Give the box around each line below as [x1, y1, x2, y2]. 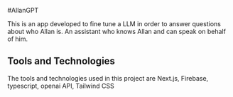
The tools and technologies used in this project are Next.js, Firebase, [7, 74, 209, 82]
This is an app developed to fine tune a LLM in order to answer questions [7, 20, 222, 28]
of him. [7, 35, 28, 43]
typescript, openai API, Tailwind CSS [7, 81, 115, 90]
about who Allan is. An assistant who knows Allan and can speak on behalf [7, 28, 226, 35]
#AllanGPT [7, 6, 39, 14]
